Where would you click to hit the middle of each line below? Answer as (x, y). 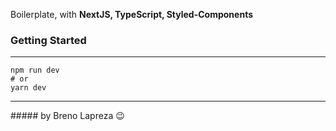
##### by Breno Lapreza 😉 (67, 116)
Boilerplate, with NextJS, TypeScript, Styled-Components (131, 14)
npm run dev (35, 70)
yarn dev (28, 88)
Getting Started (48, 40)
